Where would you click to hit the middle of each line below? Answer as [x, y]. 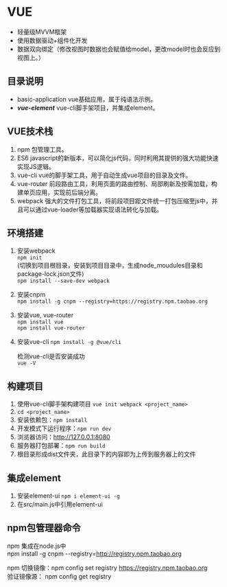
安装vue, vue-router [45, 315]
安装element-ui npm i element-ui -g [68, 496]
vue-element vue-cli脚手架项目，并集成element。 [88, 108]
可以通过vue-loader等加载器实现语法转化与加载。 [93, 209]
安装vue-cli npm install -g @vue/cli [69, 342]
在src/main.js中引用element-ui [60, 504]
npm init [29, 258]
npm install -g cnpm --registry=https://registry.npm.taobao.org [112, 302]
